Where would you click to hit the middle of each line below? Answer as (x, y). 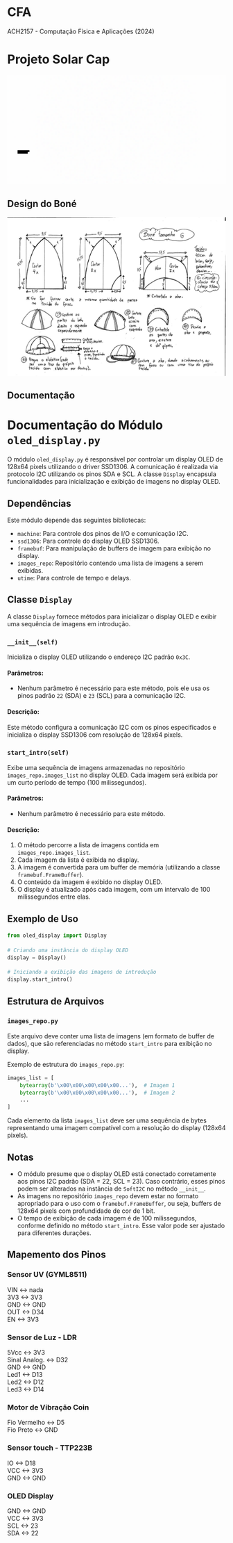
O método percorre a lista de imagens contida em (88, 845)
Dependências (39, 504)
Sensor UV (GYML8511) (47, 1275)
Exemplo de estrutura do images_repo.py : (66, 1064)
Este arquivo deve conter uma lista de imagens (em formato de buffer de (111, 1036)
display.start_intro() (40, 980)
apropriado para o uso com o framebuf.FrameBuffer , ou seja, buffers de (119, 1204)
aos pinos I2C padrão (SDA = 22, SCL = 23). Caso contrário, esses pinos (121, 1182)
